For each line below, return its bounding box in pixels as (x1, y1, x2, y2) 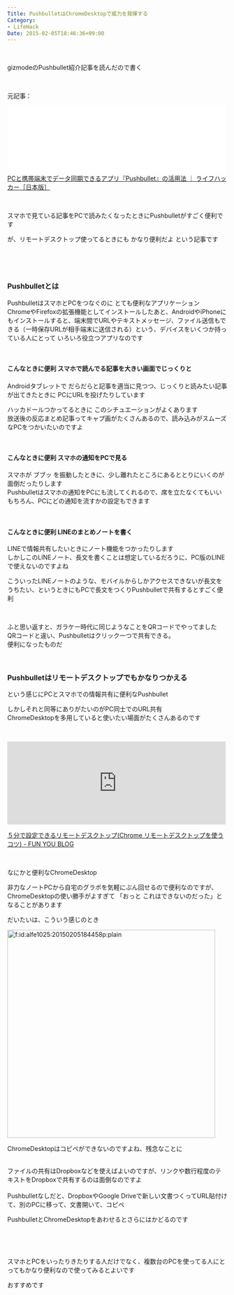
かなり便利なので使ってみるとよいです (24, 1266, 135, 1275)
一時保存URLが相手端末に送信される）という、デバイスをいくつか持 (25, 324, 221, 333)
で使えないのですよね (7, 562, 68, 571)
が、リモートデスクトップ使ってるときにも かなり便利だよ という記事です (7, 235, 219, 243)
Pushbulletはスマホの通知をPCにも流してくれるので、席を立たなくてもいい (7, 487, 222, 496)
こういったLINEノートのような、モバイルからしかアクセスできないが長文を (7, 577, 222, 585)
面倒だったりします (7, 479, 63, 487)
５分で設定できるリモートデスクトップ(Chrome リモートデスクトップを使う (7, 831, 224, 840)
